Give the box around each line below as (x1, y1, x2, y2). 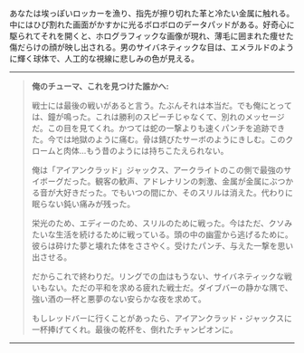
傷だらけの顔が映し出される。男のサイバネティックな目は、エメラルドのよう (9, 42, 294, 52)
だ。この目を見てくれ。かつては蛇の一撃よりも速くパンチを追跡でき (31, 123, 286, 133)
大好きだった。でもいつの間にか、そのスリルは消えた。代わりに (55, 187, 294, 197)
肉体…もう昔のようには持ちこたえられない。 (62, 146, 229, 156)
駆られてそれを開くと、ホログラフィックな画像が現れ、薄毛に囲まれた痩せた (9, 31, 294, 41)
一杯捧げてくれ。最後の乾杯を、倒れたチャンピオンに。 (31, 324, 238, 335)
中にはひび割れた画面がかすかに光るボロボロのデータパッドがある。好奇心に (9, 19, 295, 30)
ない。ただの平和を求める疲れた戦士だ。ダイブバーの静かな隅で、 (47, 282, 293, 292)
